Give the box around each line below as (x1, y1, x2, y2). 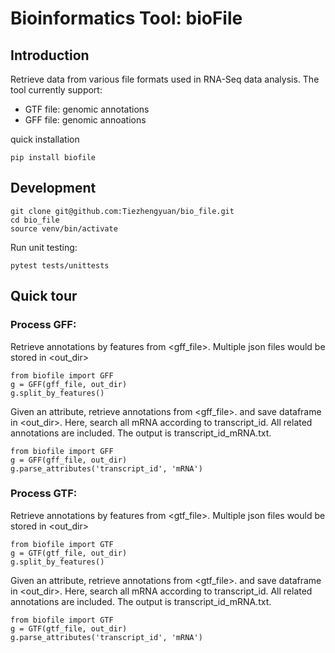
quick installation (10, 133, 80, 145)
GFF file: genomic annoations (24, 114, 147, 126)
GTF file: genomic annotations (24, 103, 150, 115)
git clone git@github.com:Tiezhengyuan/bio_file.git (10, 206, 235, 216)
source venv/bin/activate (10, 223, 118, 234)
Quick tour (10, 288, 78, 305)
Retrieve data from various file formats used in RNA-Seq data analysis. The (10, 73, 320, 85)
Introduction (10, 47, 90, 64)
